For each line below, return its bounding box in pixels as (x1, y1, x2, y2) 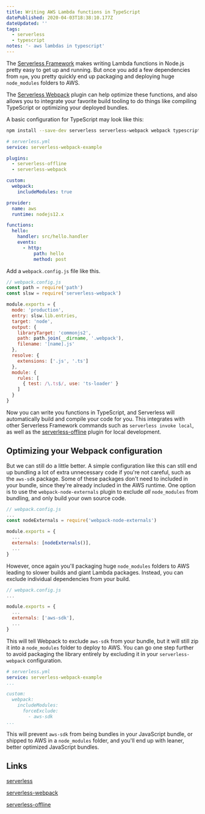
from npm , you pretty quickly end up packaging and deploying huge (6, 73, 175, 80)
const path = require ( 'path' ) (6, 285, 84, 291)
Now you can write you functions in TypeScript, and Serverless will (6, 409, 175, 416)
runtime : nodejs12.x (12, 211, 64, 217)
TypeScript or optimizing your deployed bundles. (6, 104, 129, 111)
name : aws (12, 205, 37, 212)
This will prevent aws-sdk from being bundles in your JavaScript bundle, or (6, 730, 193, 738)
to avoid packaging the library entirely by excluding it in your (6, 650, 159, 657)
